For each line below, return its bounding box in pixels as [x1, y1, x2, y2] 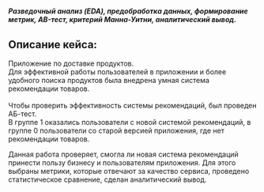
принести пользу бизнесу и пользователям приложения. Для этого [8, 158, 236, 168]
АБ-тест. [8, 109, 37, 119]
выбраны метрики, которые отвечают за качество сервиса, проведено [8, 167, 250, 175]
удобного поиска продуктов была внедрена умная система [8, 76, 209, 85]
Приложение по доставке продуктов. [8, 58, 134, 68]
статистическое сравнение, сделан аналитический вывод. [8, 175, 207, 184]
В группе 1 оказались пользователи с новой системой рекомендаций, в [8, 118, 251, 126]
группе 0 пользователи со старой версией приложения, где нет [8, 126, 225, 135]
